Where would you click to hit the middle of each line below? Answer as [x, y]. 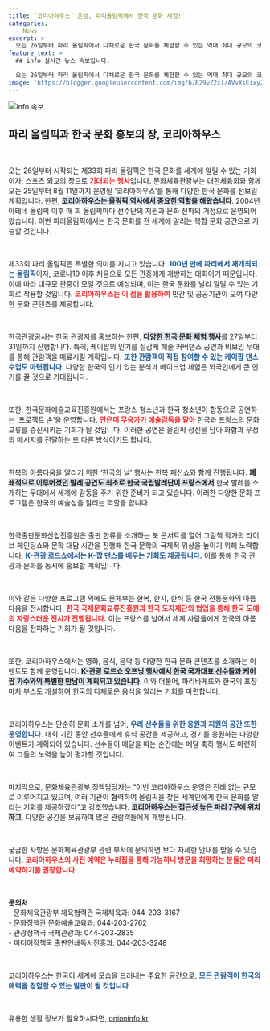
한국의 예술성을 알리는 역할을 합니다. [93, 503]
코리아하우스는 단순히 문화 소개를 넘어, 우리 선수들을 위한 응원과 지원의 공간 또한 [133, 724]
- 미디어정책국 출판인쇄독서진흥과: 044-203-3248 [88, 943]
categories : [28, 23]
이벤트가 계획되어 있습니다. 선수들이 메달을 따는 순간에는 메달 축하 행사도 [122, 744]
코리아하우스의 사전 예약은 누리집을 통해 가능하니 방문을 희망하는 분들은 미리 [143, 860]
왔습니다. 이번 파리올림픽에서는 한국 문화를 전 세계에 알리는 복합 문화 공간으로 [129, 221]
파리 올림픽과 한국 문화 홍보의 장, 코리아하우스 [115, 135]
